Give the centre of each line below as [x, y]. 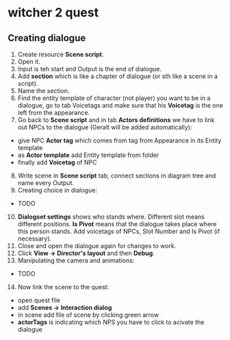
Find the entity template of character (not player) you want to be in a [114, 98]
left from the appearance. [54, 112]
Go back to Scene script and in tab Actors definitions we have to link [116, 120]
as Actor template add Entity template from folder [88, 155]
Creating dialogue [47, 38]
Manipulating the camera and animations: [76, 260]
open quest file [39, 300]
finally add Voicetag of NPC [57, 162]
